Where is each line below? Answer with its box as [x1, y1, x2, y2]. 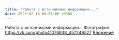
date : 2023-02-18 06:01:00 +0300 [5, 11, 73, 16]
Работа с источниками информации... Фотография [5, 24, 109, 30]
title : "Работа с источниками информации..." [5, 7, 98, 12]
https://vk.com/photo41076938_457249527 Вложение [5, 30, 114, 35]
